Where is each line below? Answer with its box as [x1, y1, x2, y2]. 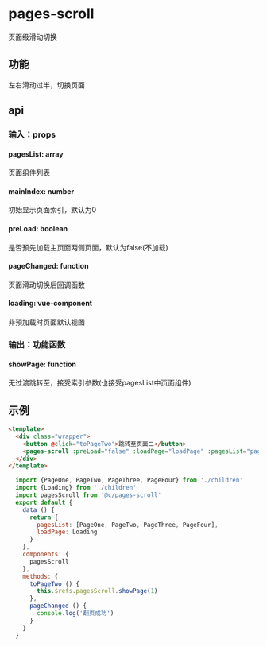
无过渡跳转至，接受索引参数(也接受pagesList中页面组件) [8, 378, 192, 388]
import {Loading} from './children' [15, 484, 137, 492]
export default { [15, 498, 73, 506]
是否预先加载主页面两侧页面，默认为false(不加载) [8, 242, 168, 252]
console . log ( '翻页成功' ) [37, 610, 114, 618]
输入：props [8, 129, 56, 140]
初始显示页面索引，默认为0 [8, 205, 97, 215]
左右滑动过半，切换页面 [8, 80, 85, 90]
